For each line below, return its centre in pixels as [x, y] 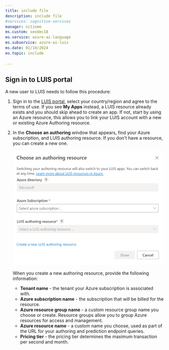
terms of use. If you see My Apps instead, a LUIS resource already [82, 107]
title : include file [27, 11]
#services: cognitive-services [38, 21]
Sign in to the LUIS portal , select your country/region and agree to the [85, 101]
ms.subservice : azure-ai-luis [37, 43]
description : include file [34, 16]
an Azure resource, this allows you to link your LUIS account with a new [87, 118]
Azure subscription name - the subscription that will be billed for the [92, 299]
